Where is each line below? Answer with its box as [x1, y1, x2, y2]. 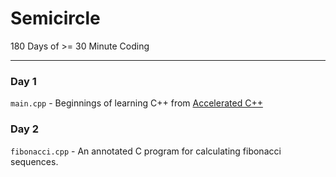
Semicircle [10, 7, 101, 30]
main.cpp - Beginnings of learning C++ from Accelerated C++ [10, 97, 263, 109]
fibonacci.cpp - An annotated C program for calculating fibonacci [10, 145, 282, 157]
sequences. [10, 155, 59, 167]
